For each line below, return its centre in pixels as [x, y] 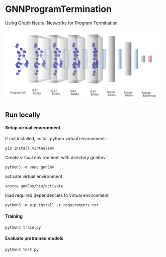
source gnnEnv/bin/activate [34, 186]
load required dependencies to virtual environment [57, 195]
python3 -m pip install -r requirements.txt [52, 205]
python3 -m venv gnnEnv [30, 168]
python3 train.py [23, 227]
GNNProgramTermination [58, 9]
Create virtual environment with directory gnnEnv [55, 158]
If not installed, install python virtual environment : [56, 139]
